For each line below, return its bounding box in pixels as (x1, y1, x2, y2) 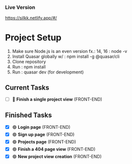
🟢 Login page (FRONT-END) (12, 124, 71, 130)
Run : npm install (12, 64, 46, 70)
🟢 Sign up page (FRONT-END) (12, 131, 75, 137)
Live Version (5, 4, 36, 11)
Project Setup (5, 32, 62, 43)
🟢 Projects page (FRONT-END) (12, 139, 76, 144)
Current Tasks (5, 83, 49, 92)
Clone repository (12, 59, 46, 65)
